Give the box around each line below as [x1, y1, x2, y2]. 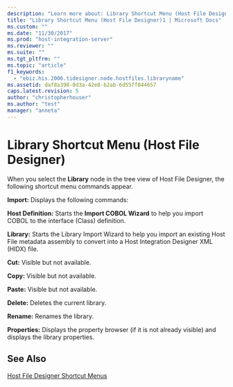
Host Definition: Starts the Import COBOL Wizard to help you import [7, 209, 203, 217]
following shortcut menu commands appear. [7, 182, 133, 190]
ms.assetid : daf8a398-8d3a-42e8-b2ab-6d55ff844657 [7, 81, 157, 88]
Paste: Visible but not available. [7, 285, 98, 293]
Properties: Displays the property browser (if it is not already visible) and [7, 325, 216, 334]
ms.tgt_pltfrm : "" [7, 56, 60, 63]
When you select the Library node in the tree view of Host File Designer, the [7, 174, 225, 183]
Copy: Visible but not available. [7, 272, 97, 280]
